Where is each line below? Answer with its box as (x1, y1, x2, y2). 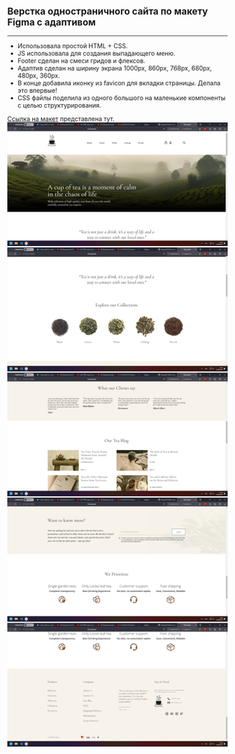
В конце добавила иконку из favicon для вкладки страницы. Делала (17, 78, 221, 87)
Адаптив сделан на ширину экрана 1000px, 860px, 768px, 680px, (17, 64, 212, 72)
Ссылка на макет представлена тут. (7, 115, 115, 123)
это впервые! (17, 86, 57, 94)
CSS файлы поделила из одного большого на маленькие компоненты (17, 94, 226, 102)
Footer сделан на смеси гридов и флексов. (17, 56, 145, 65)
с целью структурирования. (17, 101, 101, 109)
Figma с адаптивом (7, 17, 97, 29)
